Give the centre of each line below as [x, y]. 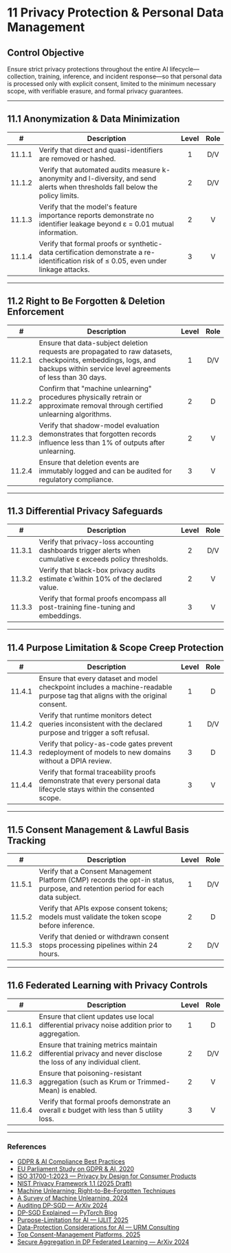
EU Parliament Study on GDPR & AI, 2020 [76, 1169]
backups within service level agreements [105, 368]
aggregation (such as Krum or [87, 1082]
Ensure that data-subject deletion [93, 343]
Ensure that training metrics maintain [98, 1045]
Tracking [26, 840]
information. [58, 232]
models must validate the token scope [100, 917]
